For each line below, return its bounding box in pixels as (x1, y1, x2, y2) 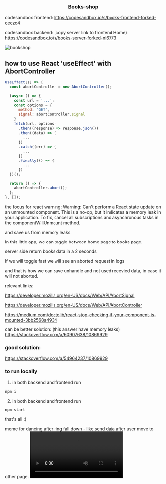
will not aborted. (5, 273, 39, 279)
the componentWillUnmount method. (5, 220, 81, 226)
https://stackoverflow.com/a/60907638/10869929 (5, 332, 108, 338)
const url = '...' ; (14, 98, 55, 103)
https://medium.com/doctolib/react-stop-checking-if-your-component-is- (5, 312, 156, 318)
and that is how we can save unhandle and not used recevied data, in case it (5, 268, 161, 274)
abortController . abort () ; (14, 185, 68, 191)
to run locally (5, 368, 38, 375)
